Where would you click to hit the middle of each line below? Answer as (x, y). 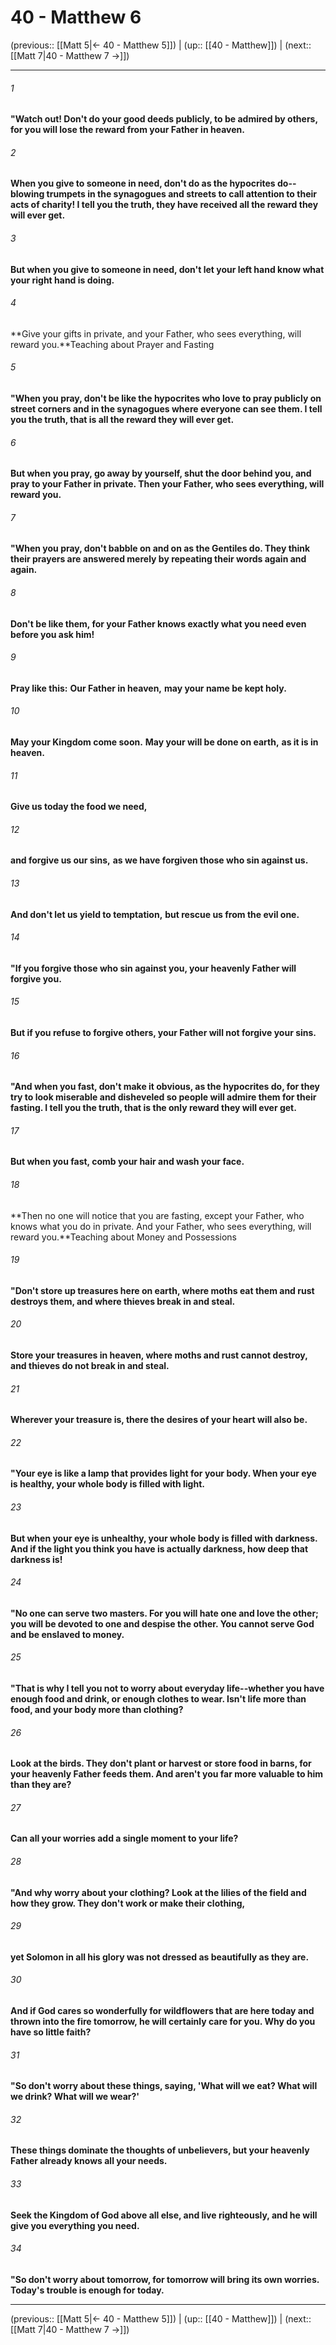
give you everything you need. (75, 2225)
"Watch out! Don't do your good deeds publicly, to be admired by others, (164, 119)
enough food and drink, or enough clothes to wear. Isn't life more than (158, 1699)
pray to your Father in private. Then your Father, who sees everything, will (167, 484)
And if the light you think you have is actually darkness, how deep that (159, 1548)
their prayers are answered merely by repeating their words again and (158, 559)
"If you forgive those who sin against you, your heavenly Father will (153, 968)
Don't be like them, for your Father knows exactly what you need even (158, 623)
